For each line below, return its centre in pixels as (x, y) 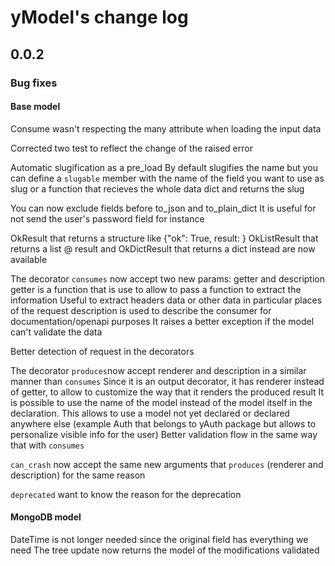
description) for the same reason (78, 475)
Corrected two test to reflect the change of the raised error (131, 148)
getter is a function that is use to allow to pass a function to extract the (156, 289)
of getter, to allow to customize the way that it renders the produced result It (167, 392)
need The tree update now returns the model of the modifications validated (165, 550)
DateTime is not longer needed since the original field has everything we (159, 539)
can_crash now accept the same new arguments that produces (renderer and (167, 464)
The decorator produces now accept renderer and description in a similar (158, 370)
